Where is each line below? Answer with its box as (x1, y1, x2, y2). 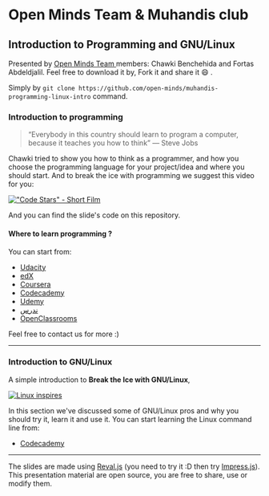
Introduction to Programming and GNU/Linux (8, 38, 235, 51)
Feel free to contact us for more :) (8, 329, 120, 339)
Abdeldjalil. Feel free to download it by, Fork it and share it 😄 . (8, 67, 214, 77)
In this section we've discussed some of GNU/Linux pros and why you (8, 405, 239, 415)
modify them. (8, 478, 52, 488)
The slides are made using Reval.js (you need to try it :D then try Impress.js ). (8, 461, 260, 471)
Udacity (19, 262, 46, 272)
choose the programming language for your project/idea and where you (8, 162, 245, 172)
